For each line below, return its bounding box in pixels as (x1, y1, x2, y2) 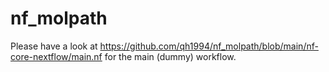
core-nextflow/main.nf (10, 50, 103, 62)
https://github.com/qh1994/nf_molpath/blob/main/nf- (99, 40, 319, 52)
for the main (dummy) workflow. (104, 50, 237, 62)
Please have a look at (10, 40, 98, 52)
